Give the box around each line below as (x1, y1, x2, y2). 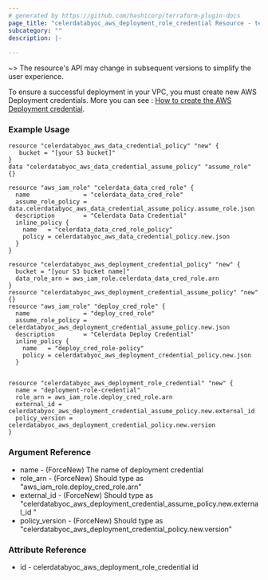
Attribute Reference (8, 544, 87, 555)
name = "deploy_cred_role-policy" (22, 345, 145, 353)
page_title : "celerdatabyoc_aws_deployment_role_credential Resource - (8, 19, 251, 27)
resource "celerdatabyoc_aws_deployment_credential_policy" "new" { (8, 261, 241, 269)
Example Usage (8, 124, 70, 136)
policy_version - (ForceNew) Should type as (19, 515, 164, 525)
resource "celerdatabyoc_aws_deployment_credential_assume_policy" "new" (8, 289, 259, 297)
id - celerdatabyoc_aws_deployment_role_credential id (19, 562, 199, 572)
